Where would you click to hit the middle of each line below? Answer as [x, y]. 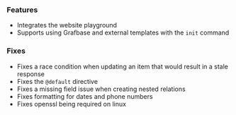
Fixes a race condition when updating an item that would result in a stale [122, 66]
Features [22, 10]
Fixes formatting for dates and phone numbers [85, 96]
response [31, 74]
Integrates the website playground [67, 25]
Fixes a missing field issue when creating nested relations [101, 89]
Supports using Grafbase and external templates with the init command [123, 32]
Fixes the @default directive [57, 81]
